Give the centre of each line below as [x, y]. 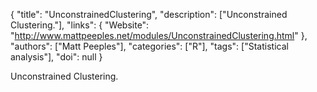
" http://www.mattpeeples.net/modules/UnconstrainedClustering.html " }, [159, 35]
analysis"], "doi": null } [56, 57]
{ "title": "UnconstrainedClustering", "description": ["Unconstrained [149, 14]
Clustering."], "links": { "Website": [80, 25]
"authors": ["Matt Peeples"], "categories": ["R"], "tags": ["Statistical [149, 46]
